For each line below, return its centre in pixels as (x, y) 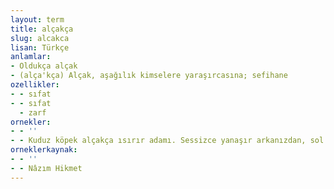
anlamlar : (31, 57)
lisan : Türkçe (40, 47)
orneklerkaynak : (44, 150)
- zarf (33, 112)
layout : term (37, 19)
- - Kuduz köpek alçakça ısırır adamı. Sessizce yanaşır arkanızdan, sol (167, 141)
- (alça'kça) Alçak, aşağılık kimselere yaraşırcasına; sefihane (149, 76)
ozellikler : (35, 85)
